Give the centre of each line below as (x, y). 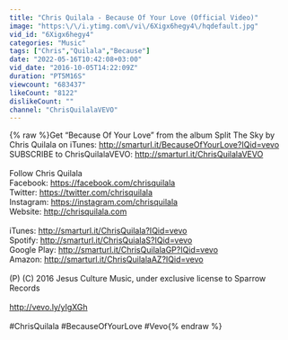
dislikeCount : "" (42, 101)
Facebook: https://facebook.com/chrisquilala (92, 183)
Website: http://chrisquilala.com (68, 211)
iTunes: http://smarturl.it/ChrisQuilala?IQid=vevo (98, 231)
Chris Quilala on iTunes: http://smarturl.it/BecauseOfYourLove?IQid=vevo (144, 145)
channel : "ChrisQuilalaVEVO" (64, 110)
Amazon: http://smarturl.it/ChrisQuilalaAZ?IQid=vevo (106, 259)
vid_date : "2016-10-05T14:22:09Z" (74, 68)
